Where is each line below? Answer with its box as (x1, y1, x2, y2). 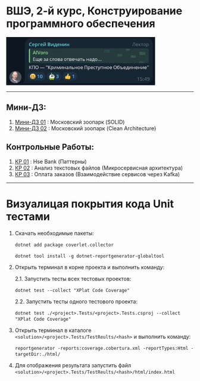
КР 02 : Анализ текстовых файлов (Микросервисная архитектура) (14, 164, 183, 171)
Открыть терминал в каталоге (14, 327, 92, 334)
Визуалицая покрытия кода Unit (6, 197, 174, 210)
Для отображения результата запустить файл (14, 361, 132, 368)
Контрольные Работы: (6, 142, 94, 152)
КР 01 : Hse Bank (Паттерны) (14, 158, 87, 165)
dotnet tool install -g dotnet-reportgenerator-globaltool (14, 253, 165, 259)
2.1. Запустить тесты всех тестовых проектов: (14, 275, 132, 282)
